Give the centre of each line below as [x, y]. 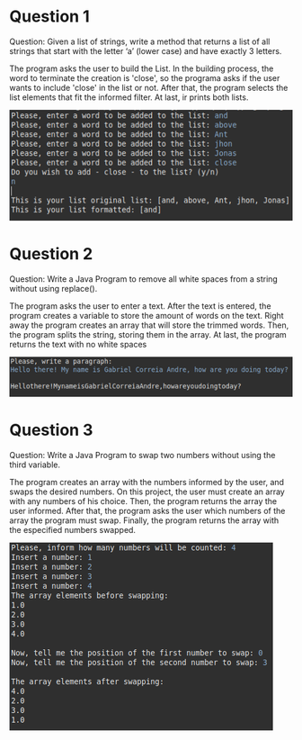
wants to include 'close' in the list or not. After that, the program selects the [149, 87]
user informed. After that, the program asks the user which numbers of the [147, 511]
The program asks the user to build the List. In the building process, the [142, 68]
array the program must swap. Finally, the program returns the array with [144, 520]
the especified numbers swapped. [73, 530]
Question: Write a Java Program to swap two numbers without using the [142, 456]
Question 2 [51, 254]
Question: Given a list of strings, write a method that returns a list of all [140, 41]
